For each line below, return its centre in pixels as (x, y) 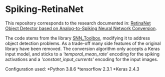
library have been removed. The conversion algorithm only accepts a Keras (82, 48)
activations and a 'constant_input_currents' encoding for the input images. (82, 59)
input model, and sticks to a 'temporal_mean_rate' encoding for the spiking (82, 54)
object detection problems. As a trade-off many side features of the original (83, 43)
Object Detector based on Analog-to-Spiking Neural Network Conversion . (81, 28)
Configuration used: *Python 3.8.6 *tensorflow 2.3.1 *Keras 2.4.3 (72, 69)
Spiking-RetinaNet (44, 9)
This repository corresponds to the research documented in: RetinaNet (78, 23)
